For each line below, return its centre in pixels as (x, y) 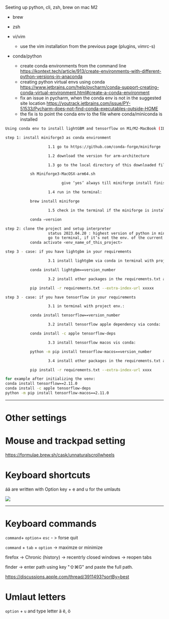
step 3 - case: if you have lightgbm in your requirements (68, 252)
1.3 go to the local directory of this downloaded (102, 165)
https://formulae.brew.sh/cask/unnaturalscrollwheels (60, 455)
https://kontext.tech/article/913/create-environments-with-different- (91, 71)
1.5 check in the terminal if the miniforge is (99, 210)
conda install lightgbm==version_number (73, 270)
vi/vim (19, 37)
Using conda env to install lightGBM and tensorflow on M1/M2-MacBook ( (83, 128)
